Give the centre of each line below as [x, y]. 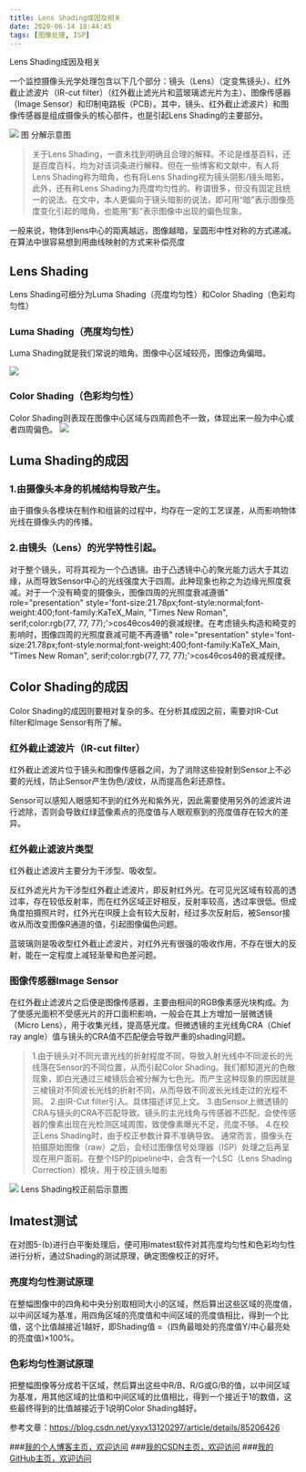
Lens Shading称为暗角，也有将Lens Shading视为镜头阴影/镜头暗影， [160, 177]
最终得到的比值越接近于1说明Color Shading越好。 [109, 1408]
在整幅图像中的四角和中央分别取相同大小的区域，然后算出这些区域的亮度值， [153, 1303]
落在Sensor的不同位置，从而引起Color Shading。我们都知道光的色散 [168, 1067]
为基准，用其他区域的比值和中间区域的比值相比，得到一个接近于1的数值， [147, 1396]
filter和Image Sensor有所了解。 [68, 722]
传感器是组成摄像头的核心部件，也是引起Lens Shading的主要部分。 [143, 116]
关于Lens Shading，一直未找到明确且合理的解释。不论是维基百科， [157, 154]
